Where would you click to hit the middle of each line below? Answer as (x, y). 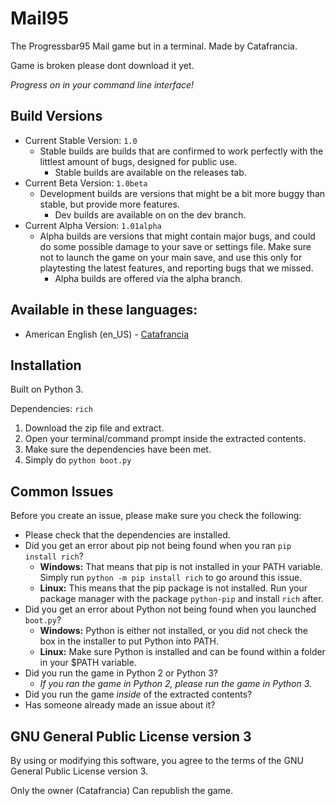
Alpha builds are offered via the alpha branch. (148, 278)
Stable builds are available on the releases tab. (150, 172)
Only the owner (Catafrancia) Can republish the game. (122, 790)
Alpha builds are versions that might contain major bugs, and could (177, 236)
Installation (46, 365)
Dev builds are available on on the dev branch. (150, 214)
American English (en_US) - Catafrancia (107, 334)
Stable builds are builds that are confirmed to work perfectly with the (181, 151)
